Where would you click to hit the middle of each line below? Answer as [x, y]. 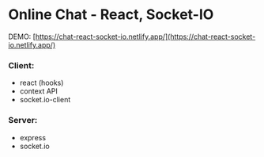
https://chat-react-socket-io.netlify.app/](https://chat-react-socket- [145, 36]
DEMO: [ [22, 36]
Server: [23, 121]
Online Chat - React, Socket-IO [111, 15]
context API [38, 91]
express [32, 137]
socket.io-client [45, 100]
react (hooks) [41, 83]
